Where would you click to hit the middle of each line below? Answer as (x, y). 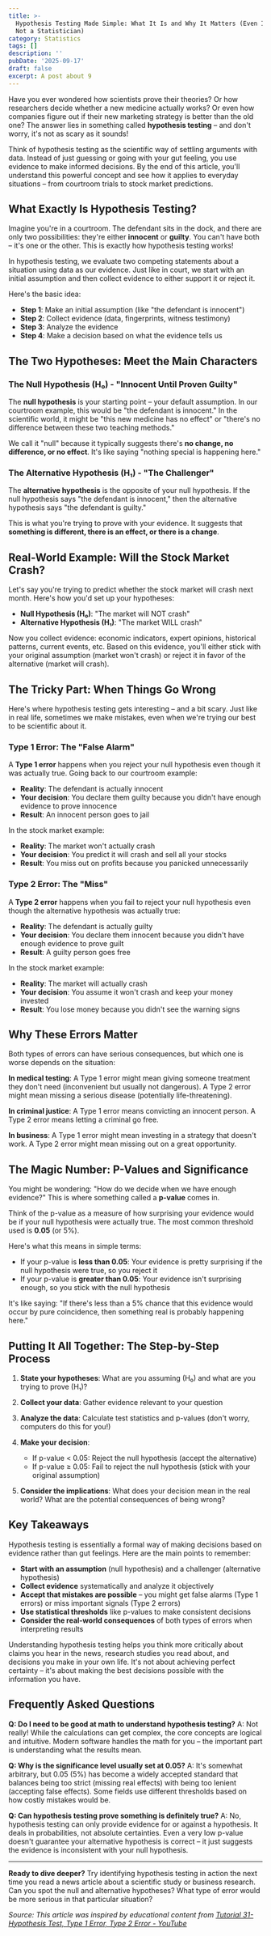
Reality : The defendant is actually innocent (92, 789)
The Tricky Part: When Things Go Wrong (112, 689)
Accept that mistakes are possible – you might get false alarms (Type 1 (139, 1594)
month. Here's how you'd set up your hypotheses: (92, 598)
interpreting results (52, 1628)
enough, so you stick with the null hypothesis (95, 1288)
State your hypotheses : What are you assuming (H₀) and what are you (138, 1378)
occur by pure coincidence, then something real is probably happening (126, 1312)
